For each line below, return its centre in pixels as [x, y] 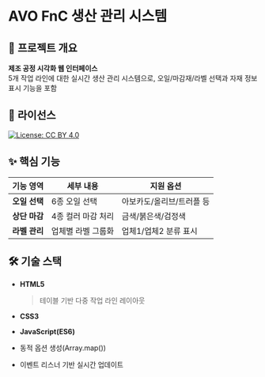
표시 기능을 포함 [33, 88]
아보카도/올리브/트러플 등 [166, 201]
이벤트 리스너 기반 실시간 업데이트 [72, 365]
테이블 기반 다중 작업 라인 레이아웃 [92, 300]
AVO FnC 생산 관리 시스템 [88, 16]
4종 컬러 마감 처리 [83, 216]
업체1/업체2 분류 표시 [159, 231]
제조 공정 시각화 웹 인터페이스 [53, 68]
